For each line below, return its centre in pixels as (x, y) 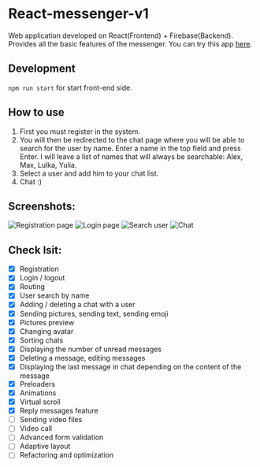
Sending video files (51, 420)
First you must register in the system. (80, 132)
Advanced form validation (61, 437)
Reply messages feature (59, 411)
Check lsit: (35, 250)
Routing (32, 287)
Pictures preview (47, 322)
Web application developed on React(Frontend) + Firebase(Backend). (121, 35)
